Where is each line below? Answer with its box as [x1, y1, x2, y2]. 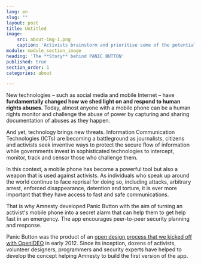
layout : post [6, 20, 39, 26]
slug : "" [6, 14, 28, 20]
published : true [6, 59, 47, 65]
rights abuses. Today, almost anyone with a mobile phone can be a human [6, 104, 191, 111]
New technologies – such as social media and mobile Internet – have [6, 92, 175, 99]
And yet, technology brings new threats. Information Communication [6, 129, 175, 136]
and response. [6, 222, 42, 229]
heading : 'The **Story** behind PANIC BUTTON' [6, 53, 124, 59]
